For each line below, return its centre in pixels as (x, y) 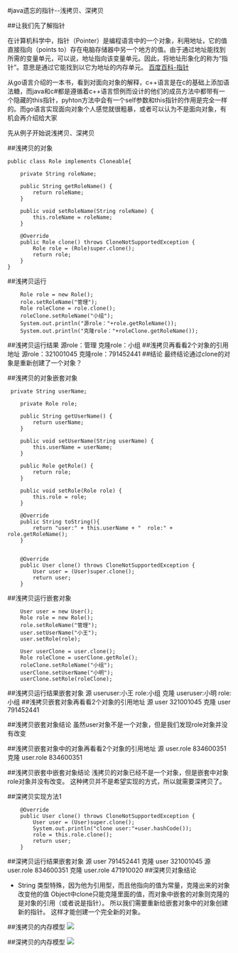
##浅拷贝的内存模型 (36, 927)
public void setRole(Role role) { (71, 491)
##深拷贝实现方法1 (34, 796)
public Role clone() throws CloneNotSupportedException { (108, 242)
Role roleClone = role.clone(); (68, 308)
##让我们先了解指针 (36, 26)
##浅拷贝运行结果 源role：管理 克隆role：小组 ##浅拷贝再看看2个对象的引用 (118, 345)
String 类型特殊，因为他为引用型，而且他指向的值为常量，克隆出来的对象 (124, 885)
